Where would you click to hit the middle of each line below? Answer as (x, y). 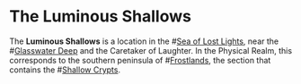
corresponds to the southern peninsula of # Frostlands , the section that (140, 60)
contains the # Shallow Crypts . (65, 70)
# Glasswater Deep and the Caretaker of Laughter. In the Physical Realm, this (151, 50)
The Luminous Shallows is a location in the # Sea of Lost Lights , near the (144, 41)
